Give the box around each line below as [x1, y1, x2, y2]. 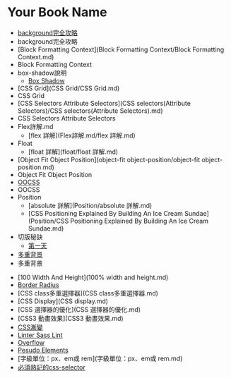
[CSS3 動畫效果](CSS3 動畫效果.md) [17, 314, 124, 322]
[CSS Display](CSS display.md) [17, 297, 108, 305]
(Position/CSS [28, 217, 69, 225]
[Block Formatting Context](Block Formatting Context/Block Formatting [17, 45, 225, 54]
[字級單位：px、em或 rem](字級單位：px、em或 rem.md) [17, 354, 183, 362]
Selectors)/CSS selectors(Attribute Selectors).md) [17, 106, 163, 115]
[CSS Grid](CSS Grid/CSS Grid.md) [17, 84, 120, 92]
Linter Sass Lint [17, 331, 63, 339]
